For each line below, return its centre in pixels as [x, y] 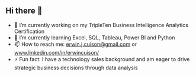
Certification [29, 31]
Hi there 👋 [24, 11]
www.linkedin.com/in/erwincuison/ [56, 52]
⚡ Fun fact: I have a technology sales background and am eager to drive [102, 59]
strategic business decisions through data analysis [76, 68]
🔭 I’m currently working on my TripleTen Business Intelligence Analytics [101, 25]
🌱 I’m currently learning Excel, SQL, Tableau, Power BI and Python [94, 37]
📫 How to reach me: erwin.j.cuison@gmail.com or [75, 44]
